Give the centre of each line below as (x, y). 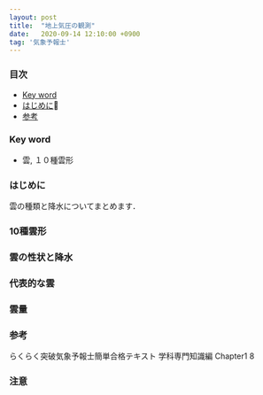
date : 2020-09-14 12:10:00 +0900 (75, 34)
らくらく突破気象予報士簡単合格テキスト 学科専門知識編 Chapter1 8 (132, 356)
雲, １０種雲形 (47, 159)
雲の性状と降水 (41, 257)
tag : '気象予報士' (40, 42)
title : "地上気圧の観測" (52, 26)
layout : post (33, 17)
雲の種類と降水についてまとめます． (75, 206)
